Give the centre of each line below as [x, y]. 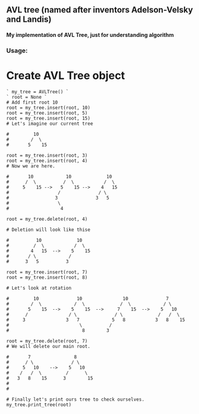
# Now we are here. [31, 166]
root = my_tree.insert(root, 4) [47, 161]
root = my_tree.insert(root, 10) [48, 108]
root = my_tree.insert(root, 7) [47, 272]
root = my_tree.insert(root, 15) [48, 118]
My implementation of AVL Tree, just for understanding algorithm [90, 35]
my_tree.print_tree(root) [39, 405]
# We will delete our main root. [48, 346]
